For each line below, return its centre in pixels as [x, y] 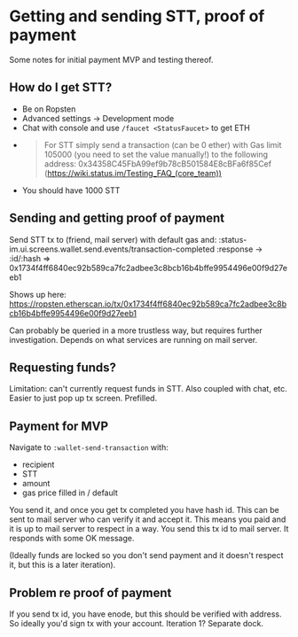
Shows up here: [38, 294]
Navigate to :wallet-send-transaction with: [89, 447]
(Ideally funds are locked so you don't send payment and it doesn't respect [146, 555]
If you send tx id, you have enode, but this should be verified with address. [145, 614]
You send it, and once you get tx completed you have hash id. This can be [144, 510]
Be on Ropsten [49, 109]
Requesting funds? [63, 367]
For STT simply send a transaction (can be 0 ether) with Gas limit [163, 144]
